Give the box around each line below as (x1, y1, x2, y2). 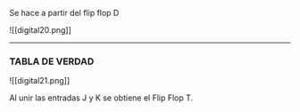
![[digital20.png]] (9, 25, 71, 35)
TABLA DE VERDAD (9, 55, 95, 68)
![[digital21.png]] (9, 76, 70, 86)
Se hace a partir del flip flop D (9, 8, 120, 18)
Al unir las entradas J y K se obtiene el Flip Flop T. (9, 92, 194, 103)
